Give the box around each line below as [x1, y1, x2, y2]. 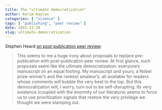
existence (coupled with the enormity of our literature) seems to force [17, 89, 157, 95]
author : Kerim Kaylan [5, 12, 49, 17]
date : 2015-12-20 [5, 25, 40, 30]
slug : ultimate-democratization [5, 30, 71, 35]
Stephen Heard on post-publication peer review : [5, 44, 102, 49]
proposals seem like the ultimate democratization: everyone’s [17, 63, 141, 69]
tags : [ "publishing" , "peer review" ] [5, 21, 86, 26]
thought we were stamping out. [17, 100, 80, 105]
